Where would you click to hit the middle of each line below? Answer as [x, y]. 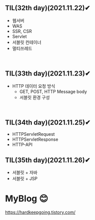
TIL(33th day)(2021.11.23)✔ [48, 74]
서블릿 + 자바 [25, 172]
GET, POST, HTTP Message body [53, 91]
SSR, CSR [22, 31]
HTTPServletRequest [33, 134]
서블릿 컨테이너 [27, 42]
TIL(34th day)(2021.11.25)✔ [48, 123]
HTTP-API [22, 145]
